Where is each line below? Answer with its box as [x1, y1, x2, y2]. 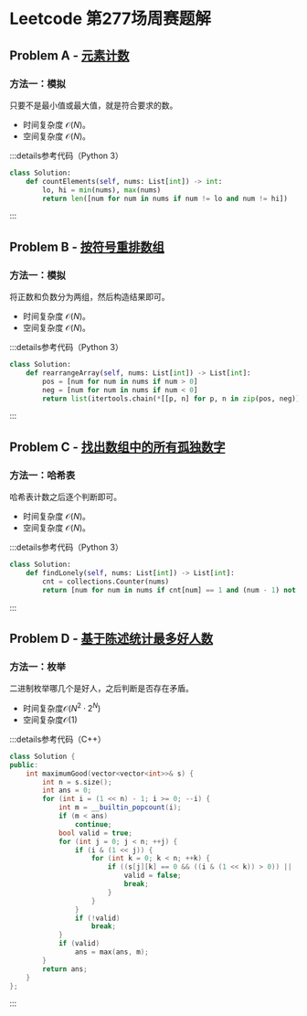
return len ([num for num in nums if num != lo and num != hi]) [42, 194, 288, 203]
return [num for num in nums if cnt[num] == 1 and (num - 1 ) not [42, 585, 297, 594]
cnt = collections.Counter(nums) [42, 577, 170, 586]
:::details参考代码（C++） [9, 733, 107, 744]
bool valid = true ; [58, 829, 132, 838]
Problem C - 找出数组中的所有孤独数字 [9, 439, 226, 455]
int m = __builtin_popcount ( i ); [58, 803, 182, 812]
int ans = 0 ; [42, 786, 92, 796]
